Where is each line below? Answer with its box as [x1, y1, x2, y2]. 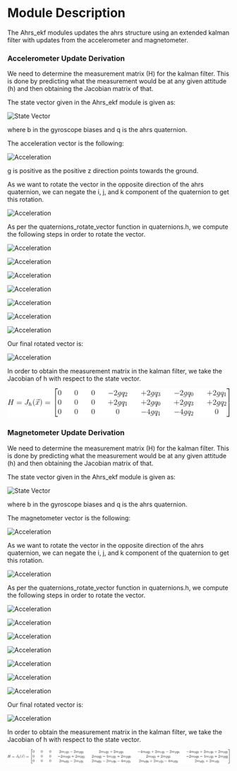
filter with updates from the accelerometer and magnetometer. [7, 35, 188, 44]
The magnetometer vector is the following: [7, 513, 130, 522]
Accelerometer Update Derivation [7, 53, 126, 63]
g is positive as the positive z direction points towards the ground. [7, 167, 199, 175]
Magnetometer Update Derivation [7, 428, 125, 438]
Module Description [7, 5, 126, 21]
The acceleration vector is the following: [7, 139, 124, 148]
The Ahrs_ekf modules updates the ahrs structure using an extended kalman [7, 28, 230, 37]
